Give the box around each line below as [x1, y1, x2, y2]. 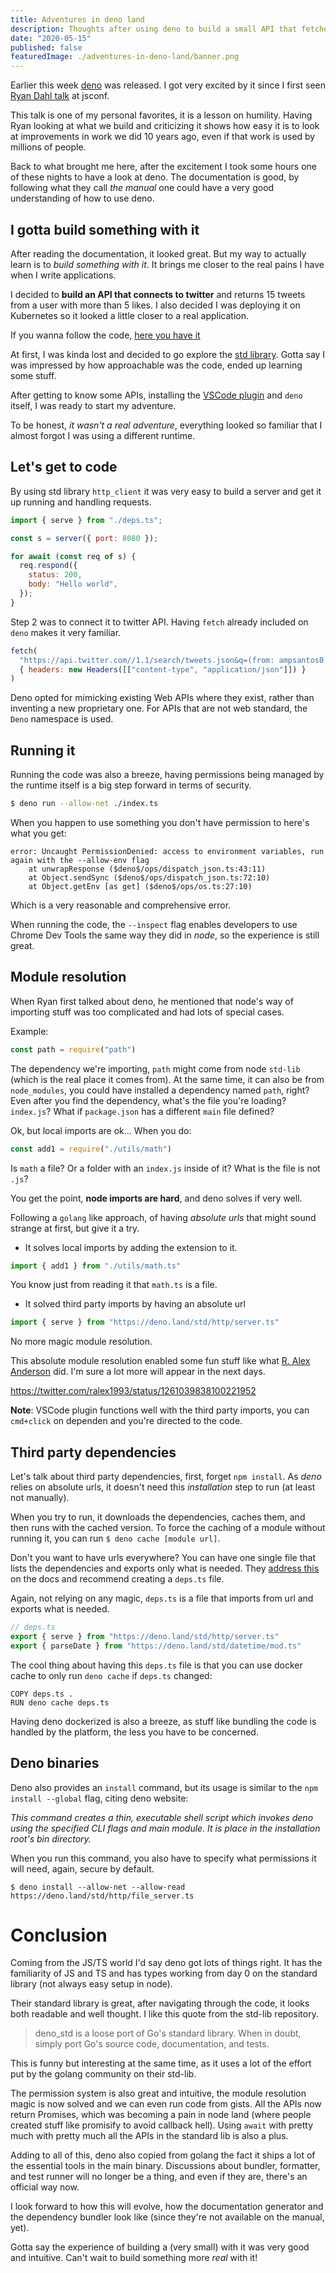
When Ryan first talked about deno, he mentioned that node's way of [10, 995, 294, 1007]
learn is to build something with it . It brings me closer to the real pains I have [10, 258, 325, 270]
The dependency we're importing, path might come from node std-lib [10, 1062, 301, 1075]
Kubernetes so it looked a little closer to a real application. [10, 309, 249, 321]
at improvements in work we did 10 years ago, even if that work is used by [10, 131, 316, 143]
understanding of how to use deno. [10, 192, 155, 205]
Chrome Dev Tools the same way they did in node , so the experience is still [10, 929, 320, 941]
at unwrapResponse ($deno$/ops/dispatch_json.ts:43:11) [28, 864, 267, 874]
